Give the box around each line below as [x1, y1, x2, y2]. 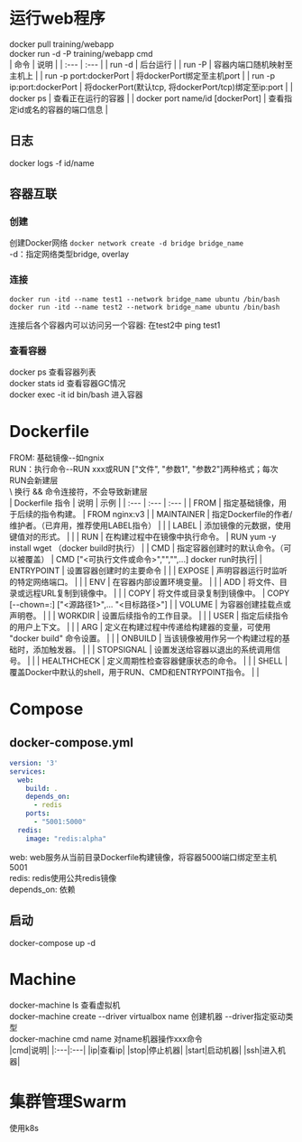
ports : [25, 809, 50, 818]
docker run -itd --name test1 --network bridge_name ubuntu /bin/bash [9, 294, 280, 303]
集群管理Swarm [9, 1091, 127, 1111]
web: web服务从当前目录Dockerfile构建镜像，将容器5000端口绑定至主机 [9, 851, 278, 862]
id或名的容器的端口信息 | [16, 104, 108, 115]
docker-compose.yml [9, 735, 133, 750]
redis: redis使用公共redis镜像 [9, 872, 117, 883]
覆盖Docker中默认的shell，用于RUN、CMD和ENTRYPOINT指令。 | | [9, 666, 260, 677]
